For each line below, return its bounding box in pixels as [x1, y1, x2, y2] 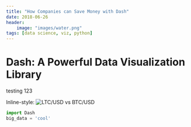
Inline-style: [6, 99, 35, 106]
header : [6, 19, 25, 25]
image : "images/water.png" [16, 25, 82, 31]
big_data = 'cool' [6, 115, 51, 121]
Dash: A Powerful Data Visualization [6, 56, 186, 69]
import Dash [6, 110, 35, 116]
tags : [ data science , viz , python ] [6, 30, 93, 36]
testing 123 [6, 87, 33, 94]
